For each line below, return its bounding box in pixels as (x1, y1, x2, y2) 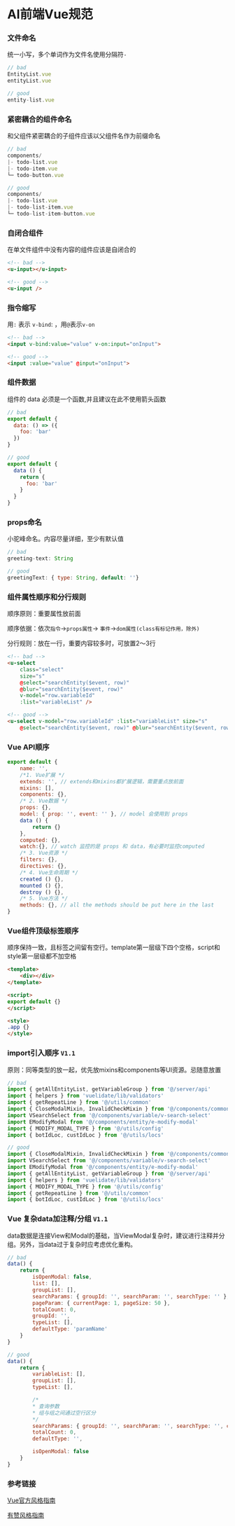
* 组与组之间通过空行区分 (32, 1409, 97, 1416)
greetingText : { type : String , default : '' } (7, 574, 139, 581)
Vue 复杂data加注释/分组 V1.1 (7, 1214, 108, 1224)
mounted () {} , (20, 882, 64, 889)
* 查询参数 (32, 1403, 60, 1410)
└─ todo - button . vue (7, 171, 64, 178)
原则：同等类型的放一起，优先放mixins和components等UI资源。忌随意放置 (7, 1065, 222, 1074)
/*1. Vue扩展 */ (20, 771, 65, 778)
